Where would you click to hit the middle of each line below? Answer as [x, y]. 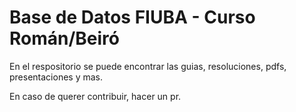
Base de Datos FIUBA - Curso [132, 17]
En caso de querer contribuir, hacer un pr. [95, 96]
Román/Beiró [65, 38]
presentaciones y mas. [56, 77]
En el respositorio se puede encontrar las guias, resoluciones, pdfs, [148, 66]
